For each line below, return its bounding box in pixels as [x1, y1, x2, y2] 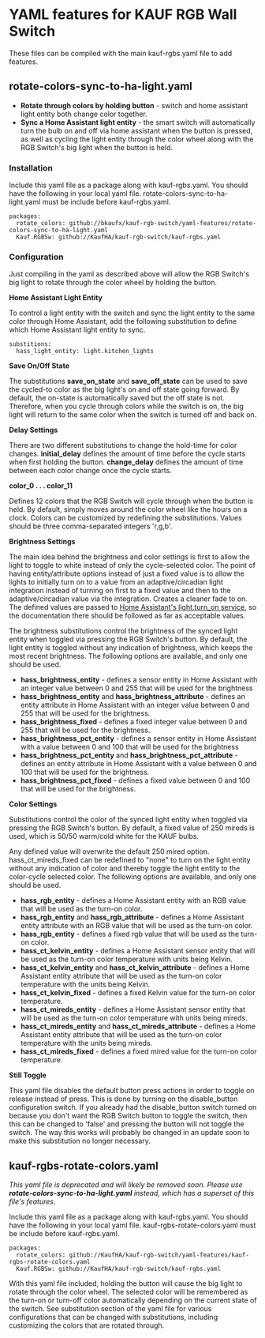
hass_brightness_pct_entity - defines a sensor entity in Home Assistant [20, 734, 257, 743]
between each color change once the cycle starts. [9, 466, 172, 475]
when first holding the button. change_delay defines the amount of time [9, 457, 244, 467]
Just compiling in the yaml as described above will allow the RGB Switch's [9, 269, 250, 279]
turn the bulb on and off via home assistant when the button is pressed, [20, 126, 253, 135]
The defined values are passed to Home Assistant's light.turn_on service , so [9, 603, 257, 612]
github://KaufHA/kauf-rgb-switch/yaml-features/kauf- [69, 1251, 249, 1259]
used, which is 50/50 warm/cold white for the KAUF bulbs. [9, 832, 200, 841]
